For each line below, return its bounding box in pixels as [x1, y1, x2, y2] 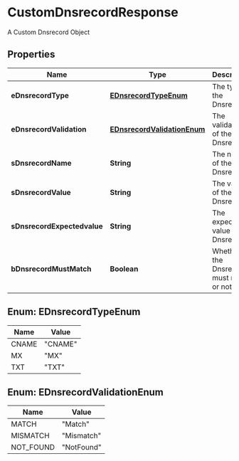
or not [212, 282, 233, 292]
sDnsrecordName [11, 158, 73, 168]
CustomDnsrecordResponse [7, 4, 179, 21]
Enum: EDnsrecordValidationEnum [7, 386, 164, 398]
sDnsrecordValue [11, 187, 71, 197]
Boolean [110, 264, 139, 274]
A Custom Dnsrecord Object [7, 28, 90, 36]
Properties [7, 48, 55, 60]
